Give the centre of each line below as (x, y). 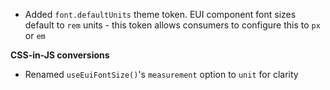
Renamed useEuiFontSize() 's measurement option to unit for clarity (161, 74)
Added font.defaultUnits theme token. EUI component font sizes (160, 14)
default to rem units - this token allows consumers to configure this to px (172, 25)
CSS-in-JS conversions (60, 55)
